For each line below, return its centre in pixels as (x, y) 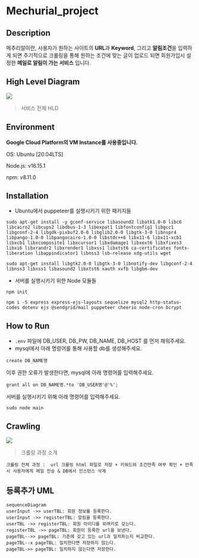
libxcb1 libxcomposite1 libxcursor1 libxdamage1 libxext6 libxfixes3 (94, 243)
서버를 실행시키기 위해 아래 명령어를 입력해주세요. (63, 397)
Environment (31, 127)
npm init (17, 292)
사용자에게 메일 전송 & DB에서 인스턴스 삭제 (59, 471)
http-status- (166, 302)
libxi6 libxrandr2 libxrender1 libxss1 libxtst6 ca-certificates (89, 248)
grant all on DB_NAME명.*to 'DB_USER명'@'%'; (62, 385)
